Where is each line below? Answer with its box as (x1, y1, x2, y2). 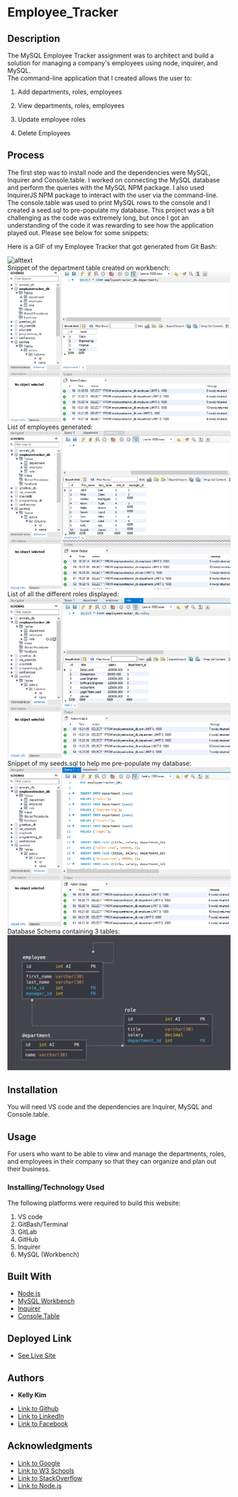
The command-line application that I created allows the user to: (7, 74, 193, 82)
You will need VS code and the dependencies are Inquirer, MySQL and (7, 1103, 212, 1111)
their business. (7, 1164, 51, 1174)
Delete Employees (17, 129, 71, 137)
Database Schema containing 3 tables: (7, 927, 120, 935)
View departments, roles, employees (17, 101, 125, 110)
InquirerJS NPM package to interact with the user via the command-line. (7, 191, 218, 199)
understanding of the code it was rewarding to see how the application (7, 221, 214, 229)
